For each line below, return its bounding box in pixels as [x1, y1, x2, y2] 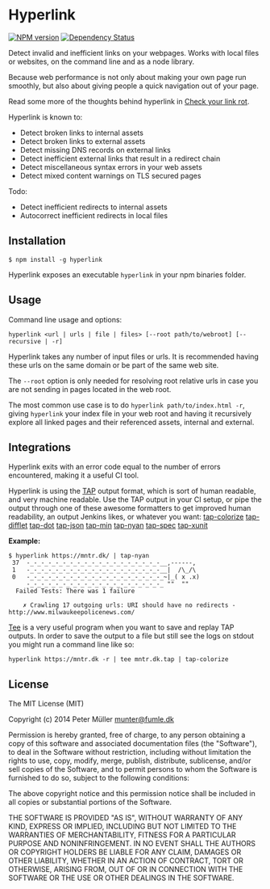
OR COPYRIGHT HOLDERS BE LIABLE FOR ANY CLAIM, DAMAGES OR [8, 847, 242, 857]
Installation [8, 234, 66, 248]
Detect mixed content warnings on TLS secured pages [19, 171, 201, 180]
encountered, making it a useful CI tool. [8, 470, 139, 480]
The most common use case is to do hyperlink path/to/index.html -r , [8, 400, 246, 410]
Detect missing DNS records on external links [19, 145, 171, 154]
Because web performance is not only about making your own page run [8, 72, 247, 82]
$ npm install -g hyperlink [8, 255, 103, 263]
